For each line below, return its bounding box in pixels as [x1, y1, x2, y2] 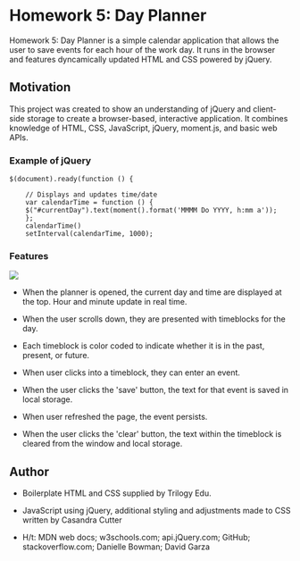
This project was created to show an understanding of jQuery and [9, 104, 252, 114]
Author [9, 464, 49, 479]
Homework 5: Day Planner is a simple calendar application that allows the [9, 35, 279, 46]
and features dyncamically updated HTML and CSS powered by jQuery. [9, 54, 272, 64]
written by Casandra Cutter [21, 515, 122, 525]
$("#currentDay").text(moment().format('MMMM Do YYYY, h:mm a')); [25, 206, 278, 215]
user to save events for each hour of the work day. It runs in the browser [9, 44, 275, 54]
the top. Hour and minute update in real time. [21, 297, 187, 307]
